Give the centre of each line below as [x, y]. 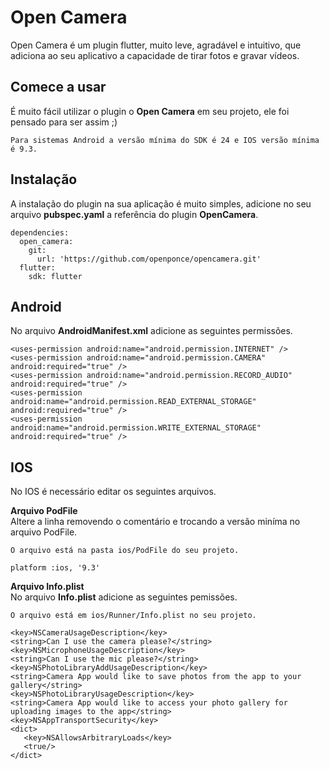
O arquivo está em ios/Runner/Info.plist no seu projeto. [133, 616]
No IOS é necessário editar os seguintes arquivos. [113, 492]
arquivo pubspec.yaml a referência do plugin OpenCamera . [134, 214]
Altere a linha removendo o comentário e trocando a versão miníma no [155, 522]
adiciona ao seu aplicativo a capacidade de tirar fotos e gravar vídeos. [155, 55]
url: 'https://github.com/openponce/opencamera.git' [149, 259]
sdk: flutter [55, 276]
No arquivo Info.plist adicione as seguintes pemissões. [124, 597]
